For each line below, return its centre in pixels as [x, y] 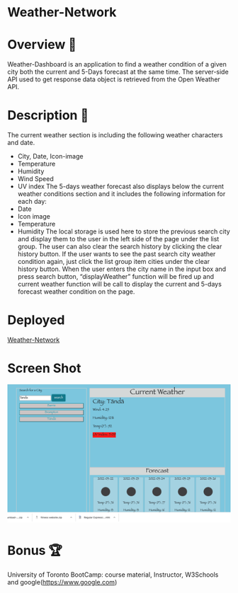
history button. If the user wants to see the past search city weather [117, 254]
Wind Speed [36, 179]
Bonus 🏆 [35, 550]
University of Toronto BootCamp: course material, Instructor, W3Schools [113, 575]
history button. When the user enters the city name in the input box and [122, 269]
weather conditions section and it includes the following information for [121, 194]
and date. [21, 143]
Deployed [36, 320]
